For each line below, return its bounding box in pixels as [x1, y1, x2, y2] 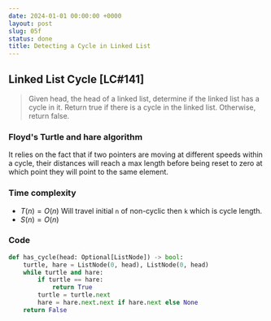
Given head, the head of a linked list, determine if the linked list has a [28, 93, 260, 103]
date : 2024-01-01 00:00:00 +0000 [8, 11, 122, 20]
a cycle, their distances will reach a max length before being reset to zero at [8, 158, 263, 168]
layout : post [8, 20, 53, 28]
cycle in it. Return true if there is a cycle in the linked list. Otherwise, [28, 102, 256, 112]
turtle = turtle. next [37, 291, 111, 299]
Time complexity [8, 188, 76, 199]
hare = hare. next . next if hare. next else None [37, 298, 199, 307]
